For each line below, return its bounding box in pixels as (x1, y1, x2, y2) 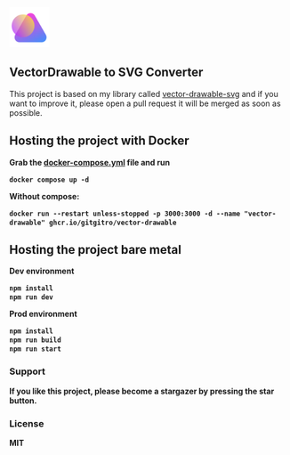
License (9, 417, 44, 429)
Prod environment (9, 309, 77, 320)
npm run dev (9, 293, 53, 302)
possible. (9, 107, 43, 118)
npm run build (9, 336, 62, 345)
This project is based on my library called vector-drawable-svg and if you (9, 88, 278, 99)
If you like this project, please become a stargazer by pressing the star (9, 386, 275, 396)
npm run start (9, 345, 62, 353)
